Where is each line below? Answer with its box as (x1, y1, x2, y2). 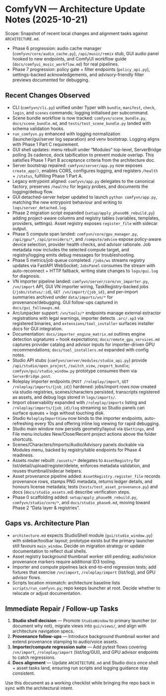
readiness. (12, 452, 34, 458)
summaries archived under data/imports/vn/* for (12, 294, 113, 300)
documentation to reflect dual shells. (12, 548, 88, 554)
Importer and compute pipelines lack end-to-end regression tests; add (12, 564, 157, 570)
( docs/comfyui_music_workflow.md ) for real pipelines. (12, 61, 119, 67)
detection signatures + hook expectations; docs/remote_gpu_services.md (12, 336, 160, 342)
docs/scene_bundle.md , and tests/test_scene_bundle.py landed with (12, 120, 151, 126)
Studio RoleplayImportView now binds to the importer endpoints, (12, 415, 144, 421)
